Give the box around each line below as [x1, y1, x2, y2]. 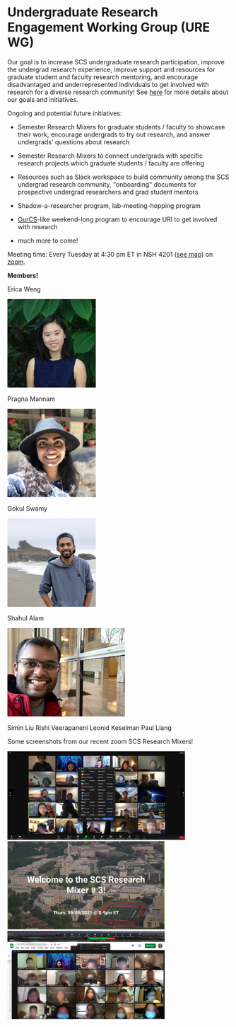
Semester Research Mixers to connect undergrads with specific [17, 151, 203, 160]
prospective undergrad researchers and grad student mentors [17, 187, 199, 196]
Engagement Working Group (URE [7, 19, 211, 35]
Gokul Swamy [7, 504, 48, 513]
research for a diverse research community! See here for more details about [7, 88, 229, 96]
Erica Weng [7, 284, 41, 294]
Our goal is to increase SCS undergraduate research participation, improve [7, 57, 225, 66]
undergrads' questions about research [17, 137, 129, 146]
